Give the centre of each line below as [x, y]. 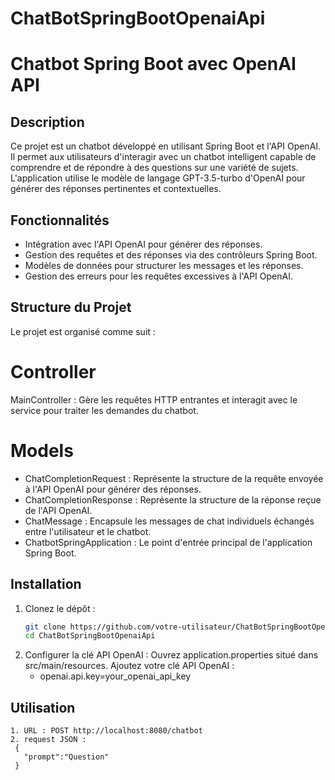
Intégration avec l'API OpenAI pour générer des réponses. [143, 244]
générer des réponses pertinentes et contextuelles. [116, 189]
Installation [46, 584]
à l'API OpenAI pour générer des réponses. [113, 489]
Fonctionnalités [60, 220]
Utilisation [43, 707]
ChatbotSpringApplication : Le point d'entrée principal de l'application [168, 542]
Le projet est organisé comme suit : [83, 331]
